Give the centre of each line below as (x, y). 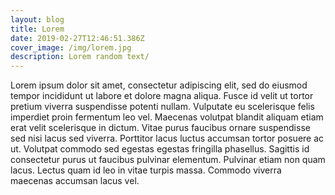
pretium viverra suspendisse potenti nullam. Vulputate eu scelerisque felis (162, 107)
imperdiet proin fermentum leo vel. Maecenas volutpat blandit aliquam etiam (167, 117)
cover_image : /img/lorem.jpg (71, 47)
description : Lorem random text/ (80, 57)
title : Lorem (37, 29)
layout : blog (37, 19)
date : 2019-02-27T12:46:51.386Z (77, 38)
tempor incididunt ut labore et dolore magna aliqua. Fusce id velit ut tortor (162, 96)
